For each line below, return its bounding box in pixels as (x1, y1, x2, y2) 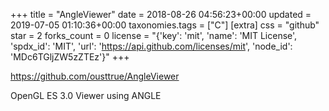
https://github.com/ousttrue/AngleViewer (10, 70, 180, 82)
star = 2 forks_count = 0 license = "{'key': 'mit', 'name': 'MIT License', (10, 30, 298, 41)
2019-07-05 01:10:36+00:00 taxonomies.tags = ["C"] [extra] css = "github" (10, 19, 320, 31)
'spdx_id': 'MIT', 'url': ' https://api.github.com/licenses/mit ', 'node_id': (10, 40, 293, 52)
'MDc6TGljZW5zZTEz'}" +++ (10, 51, 130, 63)
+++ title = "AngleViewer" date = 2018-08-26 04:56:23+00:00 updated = (10, 9, 312, 20)
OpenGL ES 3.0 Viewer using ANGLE (10, 90, 162, 101)
